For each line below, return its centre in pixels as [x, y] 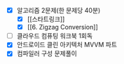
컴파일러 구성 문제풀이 [47, 53]
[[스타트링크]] [46, 19]
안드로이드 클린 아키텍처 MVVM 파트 [67, 45]
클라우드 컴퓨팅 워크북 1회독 [54, 36]
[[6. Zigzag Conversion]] [63, 27]
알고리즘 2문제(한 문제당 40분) [58, 10]
